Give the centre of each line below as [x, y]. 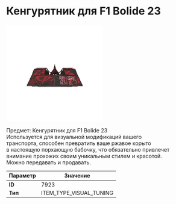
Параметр [22, 176]
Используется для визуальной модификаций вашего [74, 137]
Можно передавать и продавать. [49, 162]
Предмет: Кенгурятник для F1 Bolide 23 [57, 130]
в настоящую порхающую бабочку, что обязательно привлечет [88, 149]
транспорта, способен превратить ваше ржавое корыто [79, 143]
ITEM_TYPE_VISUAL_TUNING [77, 193]
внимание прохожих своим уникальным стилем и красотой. [84, 156]
